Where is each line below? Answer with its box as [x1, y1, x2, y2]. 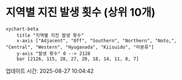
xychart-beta [5, 25, 39, 32]
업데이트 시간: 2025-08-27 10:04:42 [5, 67, 94, 75]
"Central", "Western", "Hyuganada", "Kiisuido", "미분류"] [5, 44, 154, 50]
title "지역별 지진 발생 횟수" [16, 32, 84, 38]
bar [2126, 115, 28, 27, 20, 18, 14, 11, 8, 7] [16, 56, 139, 62]
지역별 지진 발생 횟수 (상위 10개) [5, 5, 156, 19]
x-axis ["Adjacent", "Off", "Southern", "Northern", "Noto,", [16, 38, 177, 44]
